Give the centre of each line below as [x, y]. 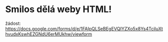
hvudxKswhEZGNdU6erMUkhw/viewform [49, 34]
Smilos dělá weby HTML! [59, 9]
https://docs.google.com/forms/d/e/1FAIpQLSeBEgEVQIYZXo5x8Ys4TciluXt [84, 28]
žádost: [13, 23]
